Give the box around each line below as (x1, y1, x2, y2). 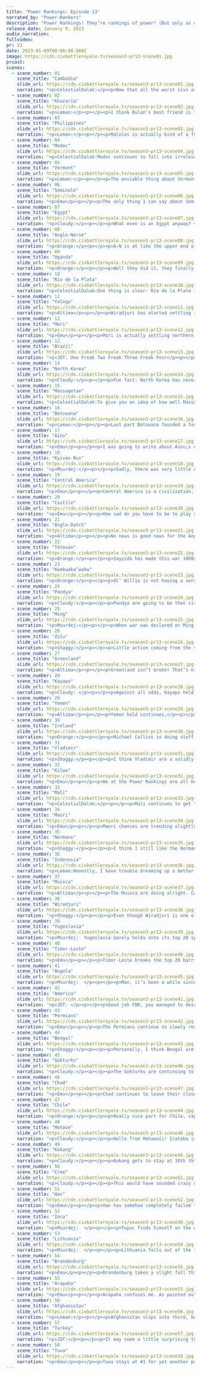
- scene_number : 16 (11, 405, 60, 411)
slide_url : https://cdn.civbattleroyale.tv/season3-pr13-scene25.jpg (17, 617, 194, 623)
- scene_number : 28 (11, 673, 60, 679)
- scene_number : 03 (11, 115, 60, 121)
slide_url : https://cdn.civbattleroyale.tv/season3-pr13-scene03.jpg (17, 126, 194, 132)
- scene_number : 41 (11, 962, 60, 969)
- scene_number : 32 (11, 762, 60, 768)
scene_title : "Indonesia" (17, 856, 82, 863)
